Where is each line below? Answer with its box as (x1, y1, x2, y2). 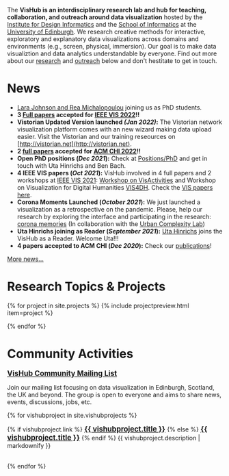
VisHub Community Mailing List (7, 368, 118, 378)
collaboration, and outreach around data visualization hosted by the (7, 13, 203, 21)
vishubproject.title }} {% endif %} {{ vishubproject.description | (7, 433, 200, 442)
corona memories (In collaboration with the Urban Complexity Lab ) (16, 219, 205, 228)
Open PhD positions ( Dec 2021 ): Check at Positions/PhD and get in (16, 154, 208, 162)
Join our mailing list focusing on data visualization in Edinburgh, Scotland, (7, 383, 215, 391)
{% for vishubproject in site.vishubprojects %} (7, 411, 137, 419)
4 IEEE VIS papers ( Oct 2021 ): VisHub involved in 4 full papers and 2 (16, 168, 212, 177)
